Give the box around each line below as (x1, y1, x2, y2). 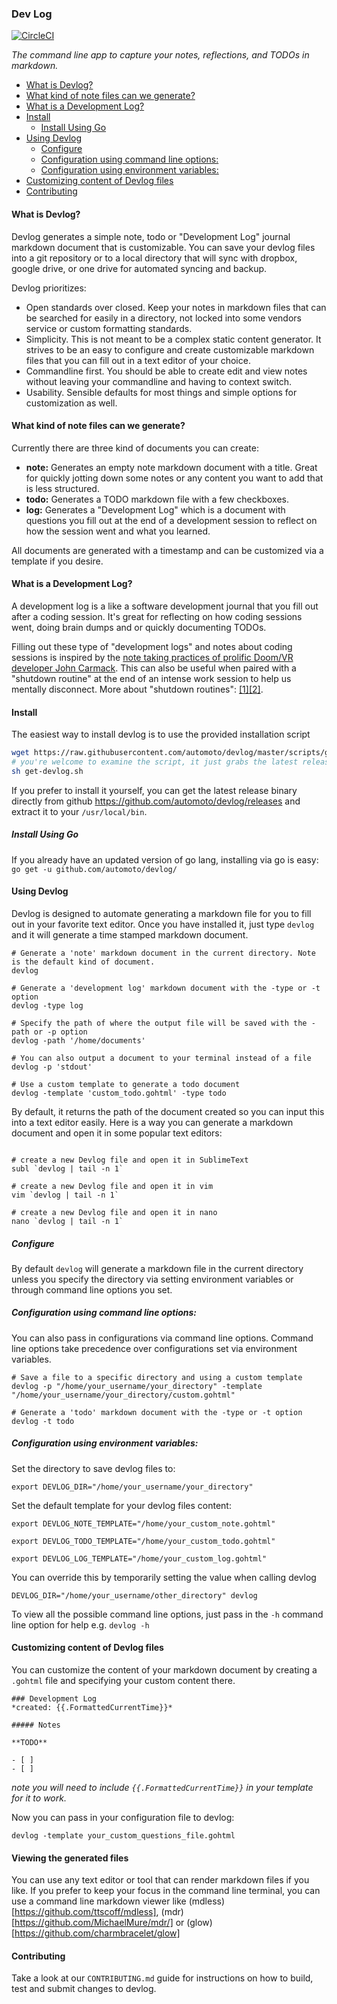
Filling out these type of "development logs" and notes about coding (11, 640, 293, 652)
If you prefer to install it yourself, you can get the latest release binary (11, 784, 298, 796)
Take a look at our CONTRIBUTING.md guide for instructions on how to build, (11, 1972, 314, 1984)
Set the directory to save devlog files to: (11, 1462, 176, 1474)
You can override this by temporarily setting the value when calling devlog (11, 1571, 317, 1583)
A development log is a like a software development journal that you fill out (11, 600, 319, 612)
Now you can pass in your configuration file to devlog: (11, 1812, 235, 1824)
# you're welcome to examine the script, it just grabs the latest (11, 757, 299, 767)
